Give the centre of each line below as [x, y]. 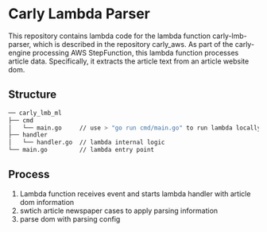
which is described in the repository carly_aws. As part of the [133, 44]
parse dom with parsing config [70, 218]
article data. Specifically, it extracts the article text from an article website [129, 61]
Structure [33, 95]
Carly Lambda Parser [79, 14]
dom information [47, 202]
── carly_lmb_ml [35, 113]
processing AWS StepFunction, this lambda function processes [135, 52]
